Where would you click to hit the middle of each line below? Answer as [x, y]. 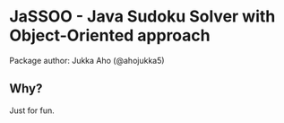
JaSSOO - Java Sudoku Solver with [142, 17]
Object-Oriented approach [110, 35]
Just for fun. [32, 110]
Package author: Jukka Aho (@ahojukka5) [87, 60]
